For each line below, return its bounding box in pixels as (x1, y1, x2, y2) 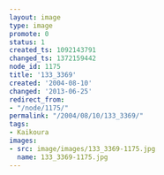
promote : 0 (9, 29, 49, 38)
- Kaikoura (9, 128, 49, 137)
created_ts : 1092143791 (9, 46, 97, 55)
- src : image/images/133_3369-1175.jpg (9, 144, 156, 153)
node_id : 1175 (9, 63, 62, 72)
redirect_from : (9, 95, 65, 104)
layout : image (9, 12, 62, 22)
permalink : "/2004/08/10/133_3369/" (9, 111, 144, 120)
